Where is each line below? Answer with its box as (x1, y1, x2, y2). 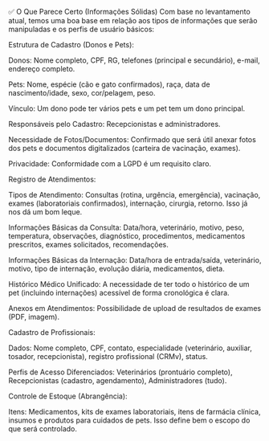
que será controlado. (8, 424, 78, 433)
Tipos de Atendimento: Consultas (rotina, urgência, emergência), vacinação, (8, 190, 261, 199)
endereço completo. (8, 64, 75, 73)
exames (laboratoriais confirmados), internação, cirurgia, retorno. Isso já (8, 198, 248, 208)
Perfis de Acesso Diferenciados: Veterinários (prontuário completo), (8, 367, 233, 377)
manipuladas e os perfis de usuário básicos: (8, 24, 155, 34)
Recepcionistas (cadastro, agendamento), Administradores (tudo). (8, 376, 227, 385)
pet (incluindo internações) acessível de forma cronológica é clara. (8, 288, 230, 297)
